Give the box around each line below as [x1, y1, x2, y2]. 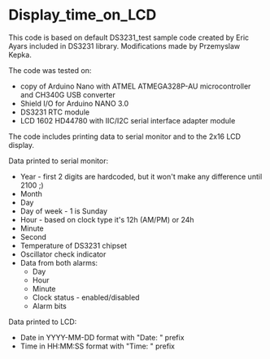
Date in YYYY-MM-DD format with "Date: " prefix [20, 332, 185, 342]
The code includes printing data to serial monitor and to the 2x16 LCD [8, 132, 242, 141]
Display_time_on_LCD [8, 6, 157, 24]
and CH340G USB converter [20, 89, 116, 99]
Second [20, 231, 47, 241]
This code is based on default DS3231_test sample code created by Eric [8, 32, 250, 42]
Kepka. [8, 50, 33, 59]
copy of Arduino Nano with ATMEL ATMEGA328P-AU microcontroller [20, 81, 251, 91]
